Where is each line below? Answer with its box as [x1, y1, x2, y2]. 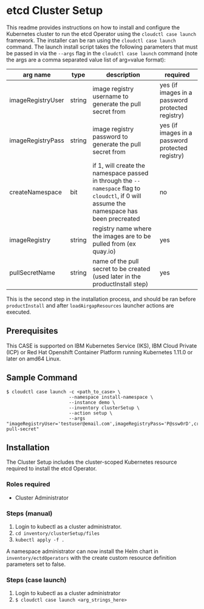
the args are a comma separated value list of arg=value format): [6, 56, 166, 63]
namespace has [92, 207, 138, 215]
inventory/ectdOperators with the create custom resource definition [6, 554, 177, 561]
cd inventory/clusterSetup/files [15, 530, 100, 537]
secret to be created [92, 264, 151, 273]
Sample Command [6, 373, 78, 383]
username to [92, 92, 129, 100]
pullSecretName [9, 268, 56, 277]
